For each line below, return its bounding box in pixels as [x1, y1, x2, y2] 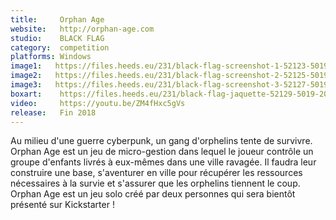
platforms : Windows [10, 52, 92, 62]
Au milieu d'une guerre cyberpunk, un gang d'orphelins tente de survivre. [10, 135, 313, 147]
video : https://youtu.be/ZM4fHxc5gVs [10, 98, 186, 108]
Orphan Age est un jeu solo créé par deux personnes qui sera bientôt [10, 188, 296, 200]
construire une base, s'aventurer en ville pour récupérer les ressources [10, 167, 303, 179]
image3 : [10, 80, 43, 90]
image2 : [10, 71, 43, 81]
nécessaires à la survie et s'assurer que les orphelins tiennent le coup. [10, 177, 301, 190]
